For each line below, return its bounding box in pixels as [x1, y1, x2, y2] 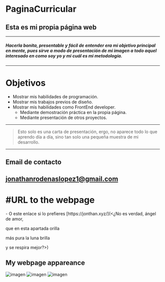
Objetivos [5, 78, 46, 89]
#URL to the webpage [5, 194, 95, 205]
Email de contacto [5, 158, 62, 167]
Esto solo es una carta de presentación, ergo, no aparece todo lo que [17, 129, 158, 135]
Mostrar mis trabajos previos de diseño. [12, 99, 93, 105]
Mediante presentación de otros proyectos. [20, 114, 107, 120]
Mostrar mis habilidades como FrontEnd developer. [12, 104, 116, 110]
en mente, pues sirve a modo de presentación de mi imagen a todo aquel [5, 48, 157, 54]
